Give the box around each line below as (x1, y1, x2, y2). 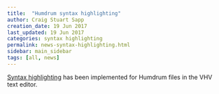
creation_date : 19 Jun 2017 (7, 22, 88, 29)
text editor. (7, 80, 38, 89)
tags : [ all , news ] (7, 54, 60, 61)
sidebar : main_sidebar (7, 48, 72, 55)
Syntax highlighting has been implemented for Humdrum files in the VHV (7, 73, 213, 81)
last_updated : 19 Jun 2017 (7, 29, 84, 36)
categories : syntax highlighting (7, 35, 103, 42)
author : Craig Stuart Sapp (7, 16, 84, 23)
